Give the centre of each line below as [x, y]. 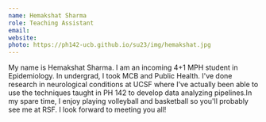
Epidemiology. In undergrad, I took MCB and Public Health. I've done [120, 76]
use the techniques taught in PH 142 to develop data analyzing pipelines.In [130, 93]
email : [19, 30]
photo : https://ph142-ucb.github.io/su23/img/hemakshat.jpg [110, 45]
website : [23, 38]
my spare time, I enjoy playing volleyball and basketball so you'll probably [128, 101]
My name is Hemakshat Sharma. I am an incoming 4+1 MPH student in [123, 67]
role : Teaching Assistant [51, 23]
